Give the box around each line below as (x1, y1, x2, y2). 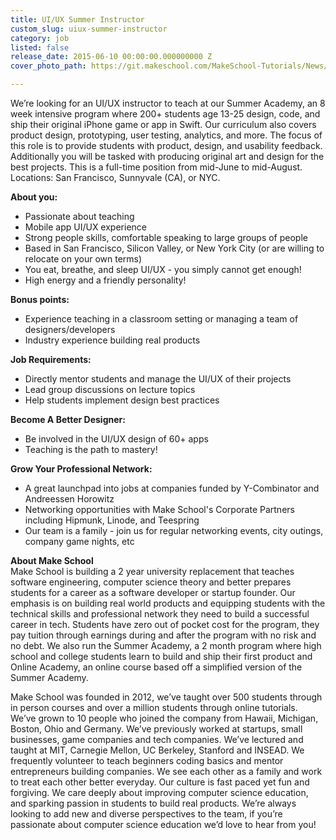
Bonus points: (10, 294, 70, 305)
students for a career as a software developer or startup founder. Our (10, 587, 296, 598)
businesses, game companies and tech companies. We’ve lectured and (10, 734, 304, 745)
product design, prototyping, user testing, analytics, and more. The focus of (10, 129, 323, 141)
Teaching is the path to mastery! (24, 444, 158, 455)
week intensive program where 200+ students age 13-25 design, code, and (10, 108, 321, 120)
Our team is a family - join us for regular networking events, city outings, (24, 525, 324, 536)
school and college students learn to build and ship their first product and (10, 651, 313, 662)
